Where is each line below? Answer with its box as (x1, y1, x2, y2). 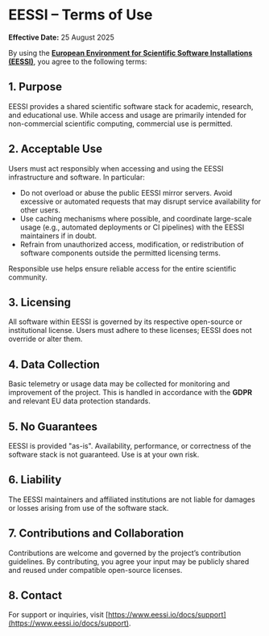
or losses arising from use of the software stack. (8, 503, 169, 512)
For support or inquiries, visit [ (8, 610, 109, 620)
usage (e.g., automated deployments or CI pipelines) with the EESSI (19, 222, 245, 232)
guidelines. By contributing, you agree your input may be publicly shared (8, 556, 250, 567)
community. (8, 272, 48, 282)
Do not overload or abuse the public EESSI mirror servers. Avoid (19, 187, 233, 197)
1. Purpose (8, 80, 63, 94)
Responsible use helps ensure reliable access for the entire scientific (8, 263, 237, 273)
